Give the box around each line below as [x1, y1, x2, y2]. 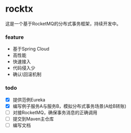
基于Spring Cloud [12, 46, 49, 52]
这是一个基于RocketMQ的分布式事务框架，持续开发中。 [5, 20, 121, 26]
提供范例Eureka [12, 96, 46, 102]
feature [5, 34, 24, 41]
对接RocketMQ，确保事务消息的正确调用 [12, 109, 98, 115]
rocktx [5, 3, 34, 15]
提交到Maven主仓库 [12, 116, 55, 122]
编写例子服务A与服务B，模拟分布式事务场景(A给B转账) [12, 103, 126, 109]
